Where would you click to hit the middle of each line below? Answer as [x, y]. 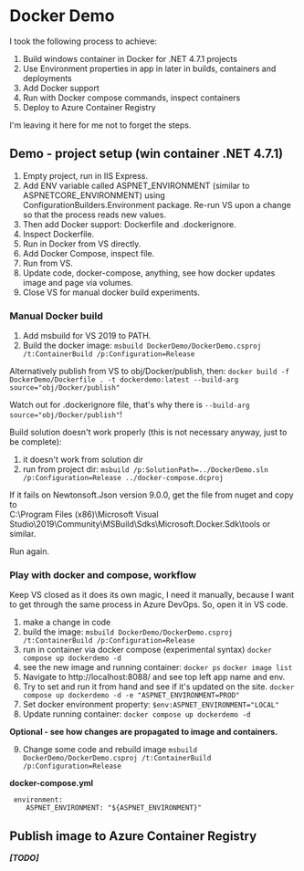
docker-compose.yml [52, 783]
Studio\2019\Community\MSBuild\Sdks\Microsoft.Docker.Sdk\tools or [140, 524]
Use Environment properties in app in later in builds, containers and [149, 68]
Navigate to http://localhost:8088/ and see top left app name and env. [154, 677]
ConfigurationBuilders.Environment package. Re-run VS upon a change [157, 205]
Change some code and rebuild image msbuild [110, 750]
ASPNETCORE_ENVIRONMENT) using [94, 195]
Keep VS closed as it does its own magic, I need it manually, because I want [152, 595]
